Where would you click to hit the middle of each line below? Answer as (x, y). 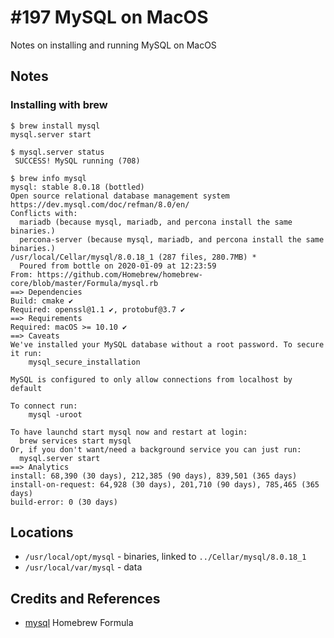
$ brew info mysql (48, 178)
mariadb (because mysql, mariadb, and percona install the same (156, 222)
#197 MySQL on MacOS (109, 17)
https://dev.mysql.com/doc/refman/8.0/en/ (100, 204)
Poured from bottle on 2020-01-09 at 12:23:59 (118, 266)
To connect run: (44, 406)
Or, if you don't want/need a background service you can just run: (156, 449)
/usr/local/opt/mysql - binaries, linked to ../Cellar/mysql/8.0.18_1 (165, 557)
